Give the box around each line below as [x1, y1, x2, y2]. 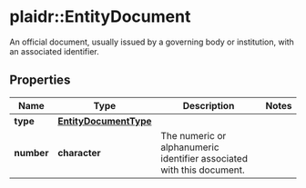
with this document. [160, 163, 246, 176]
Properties [9, 73, 71, 88]
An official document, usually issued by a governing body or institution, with [9, 36, 294, 47]
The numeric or [160, 129, 227, 142]
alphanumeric [160, 141, 220, 153]
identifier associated [160, 152, 249, 164]
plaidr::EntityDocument [9, 6, 191, 27]
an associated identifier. [9, 45, 100, 56]
